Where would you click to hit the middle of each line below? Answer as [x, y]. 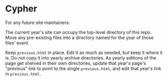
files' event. [17, 42]
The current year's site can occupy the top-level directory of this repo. [78, 32]
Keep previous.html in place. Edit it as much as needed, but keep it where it [84, 52]
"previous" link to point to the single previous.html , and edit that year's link [83, 68]
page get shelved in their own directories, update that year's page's [76, 63]
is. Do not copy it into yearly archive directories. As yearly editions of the [81, 57]
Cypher [21, 9]
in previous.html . [23, 73]
